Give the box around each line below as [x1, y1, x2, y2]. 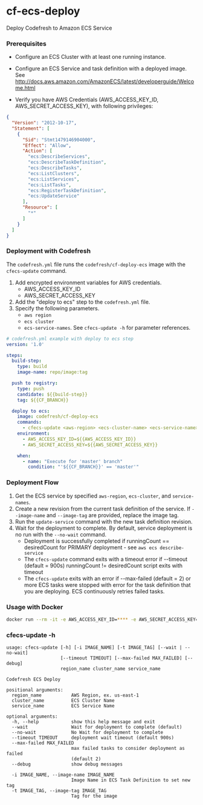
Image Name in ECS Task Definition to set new [71, 777, 190, 783]
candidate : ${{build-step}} [17, 391, 88, 398]
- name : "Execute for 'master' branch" [22, 458, 123, 464]
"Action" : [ [22, 148, 53, 154]
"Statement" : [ [11, 125, 50, 132]
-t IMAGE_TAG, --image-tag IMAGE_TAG [11, 788, 107, 794]
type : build [17, 364, 47, 370]
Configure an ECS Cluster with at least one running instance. [14, 53, 166, 61]
